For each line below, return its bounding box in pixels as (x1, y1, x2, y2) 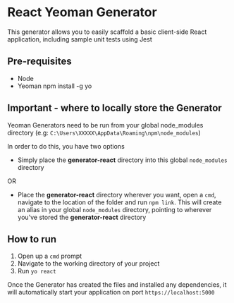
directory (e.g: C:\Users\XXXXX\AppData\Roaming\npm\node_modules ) (7, 128, 201, 137)
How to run (7, 233, 57, 245)
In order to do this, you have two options (7, 142, 125, 150)
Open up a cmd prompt (17, 252, 82, 261)
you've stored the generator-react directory (17, 213, 147, 221)
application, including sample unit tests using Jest (7, 35, 153, 43)
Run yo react (17, 267, 56, 276)
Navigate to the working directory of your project (17, 259, 160, 268)
